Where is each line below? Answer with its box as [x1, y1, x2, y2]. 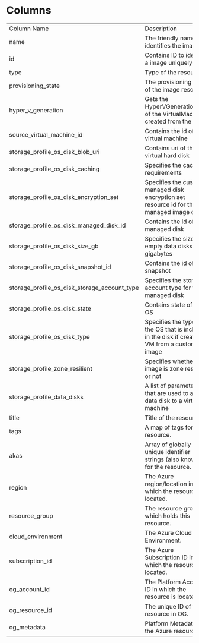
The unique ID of [145, 602, 191, 610]
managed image [145, 207, 190, 216]
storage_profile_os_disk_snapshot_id [9, 263, 111, 271]
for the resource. [145, 462, 191, 471]
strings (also [145, 455, 179, 464]
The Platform [145, 578, 181, 586]
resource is [145, 592, 176, 601]
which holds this [145, 512, 191, 520]
